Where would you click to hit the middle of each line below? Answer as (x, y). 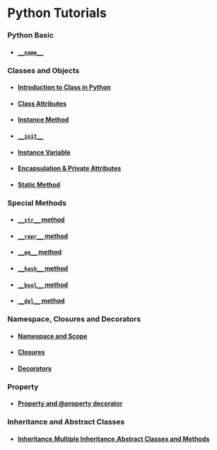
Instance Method (43, 120)
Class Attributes (42, 103)
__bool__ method (43, 284)
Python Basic (31, 35)
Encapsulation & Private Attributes (69, 169)
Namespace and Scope (52, 336)
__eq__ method (40, 252)
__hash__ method (43, 269)
